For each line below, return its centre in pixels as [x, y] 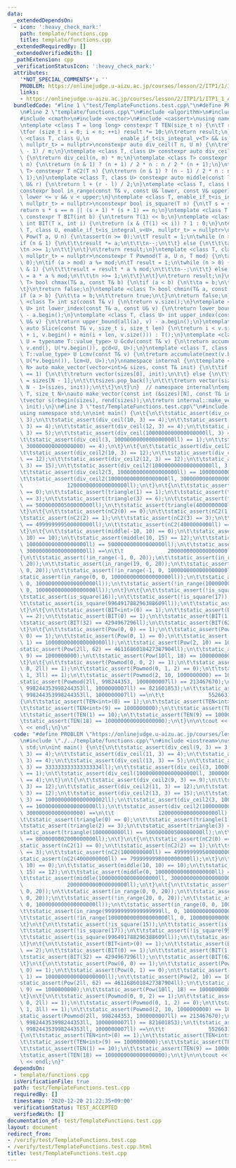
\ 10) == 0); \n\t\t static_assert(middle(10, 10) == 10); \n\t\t [114, 865]
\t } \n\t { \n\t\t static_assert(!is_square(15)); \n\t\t [99, 924]
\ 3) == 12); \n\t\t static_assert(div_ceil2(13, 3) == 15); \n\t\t [118, 793]
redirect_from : [29, 1134]
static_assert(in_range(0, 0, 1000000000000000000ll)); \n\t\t [113, 577]
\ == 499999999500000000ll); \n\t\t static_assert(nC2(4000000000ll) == [125, 525]
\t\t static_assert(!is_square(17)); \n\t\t [83, 931]
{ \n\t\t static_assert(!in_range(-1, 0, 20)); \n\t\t [97, 557]
